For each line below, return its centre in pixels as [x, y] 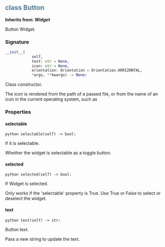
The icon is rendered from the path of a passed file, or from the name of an [82, 94]
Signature [17, 42]
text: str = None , [50, 61]
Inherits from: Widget [28, 19]
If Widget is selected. [27, 184]
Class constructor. [24, 84]
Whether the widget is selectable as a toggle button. [58, 153]
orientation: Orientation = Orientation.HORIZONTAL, [87, 71]
